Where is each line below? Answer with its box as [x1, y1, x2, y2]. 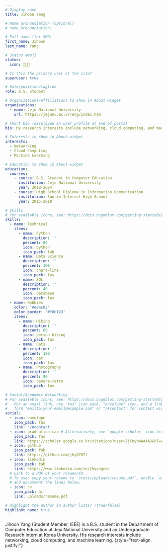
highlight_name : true [5, 507, 50, 512]
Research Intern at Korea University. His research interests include [5, 532, 141, 538]
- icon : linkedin [9, 457, 46, 462]
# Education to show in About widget [5, 162, 83, 167]
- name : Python [18, 231, 50, 236]
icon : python [23, 244, 50, 250]
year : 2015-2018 [18, 199, 52, 204]
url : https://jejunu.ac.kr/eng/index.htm [14, 112, 101, 117]
